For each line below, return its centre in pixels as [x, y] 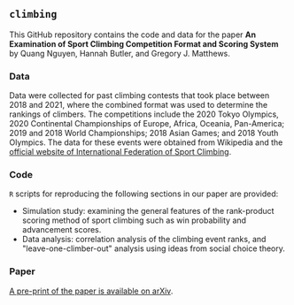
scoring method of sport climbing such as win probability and [134, 220]
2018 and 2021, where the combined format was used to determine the [139, 105]
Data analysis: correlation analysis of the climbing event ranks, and [144, 240]
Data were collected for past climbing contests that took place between [139, 95]
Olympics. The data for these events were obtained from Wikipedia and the [146, 142]
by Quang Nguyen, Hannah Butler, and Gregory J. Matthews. [120, 53]
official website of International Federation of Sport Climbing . [120, 152]
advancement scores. [62, 230]
